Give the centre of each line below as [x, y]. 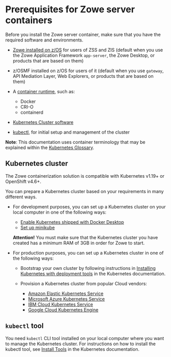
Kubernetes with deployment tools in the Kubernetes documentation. [93, 274]
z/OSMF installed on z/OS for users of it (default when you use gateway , [88, 71]
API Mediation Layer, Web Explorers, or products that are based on [83, 76]
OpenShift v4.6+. [23, 181]
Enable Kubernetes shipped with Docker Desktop [72, 222]
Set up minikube [38, 227]
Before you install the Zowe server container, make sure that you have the [83, 34]
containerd [32, 112]
